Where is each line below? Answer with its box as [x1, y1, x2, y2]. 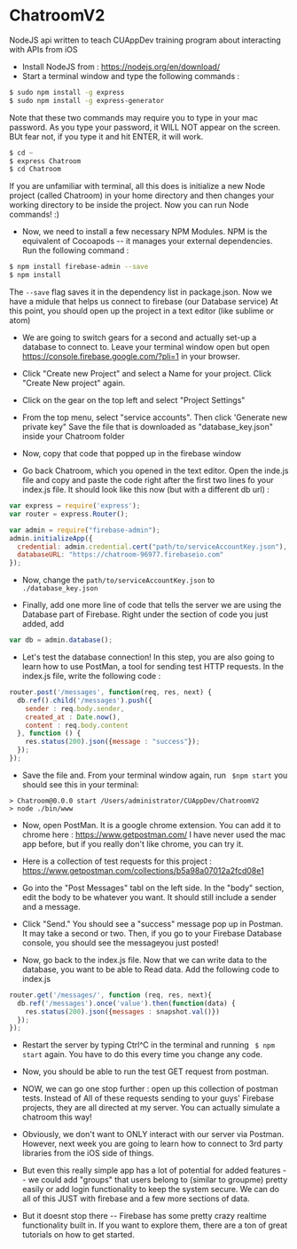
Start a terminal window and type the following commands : [21, 70, 240, 81]
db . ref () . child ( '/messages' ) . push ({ [17, 696, 152, 705]
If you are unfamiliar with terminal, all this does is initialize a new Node [9, 181, 266, 192]
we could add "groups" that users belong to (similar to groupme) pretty [27, 1174, 288, 1185]
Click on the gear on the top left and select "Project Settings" [21, 395, 246, 406]
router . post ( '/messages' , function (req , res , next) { [9, 688, 213, 697]
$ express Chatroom [9, 156, 82, 165]
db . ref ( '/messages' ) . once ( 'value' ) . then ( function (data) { [17, 999, 237, 1008]
